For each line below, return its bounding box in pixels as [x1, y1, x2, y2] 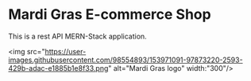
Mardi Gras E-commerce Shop [8, 6, 212, 24]
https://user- [44, 46, 87, 56]
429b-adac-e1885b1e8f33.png [8, 63, 109, 72]
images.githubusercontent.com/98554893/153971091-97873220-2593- [8, 55, 244, 64]
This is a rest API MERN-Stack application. [8, 31, 147, 41]
